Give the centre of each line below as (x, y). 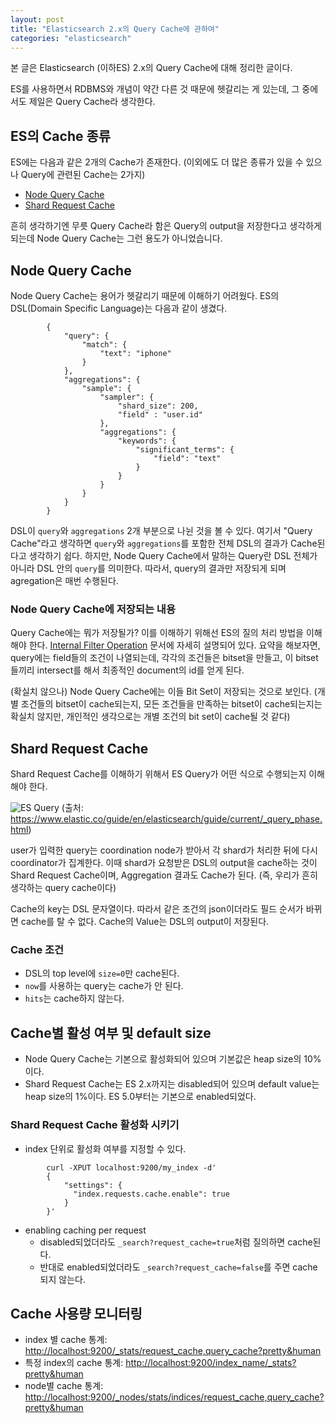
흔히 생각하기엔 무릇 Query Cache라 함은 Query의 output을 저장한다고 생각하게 (166, 226)
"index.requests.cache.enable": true (151, 1194)
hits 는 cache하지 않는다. (74, 998)
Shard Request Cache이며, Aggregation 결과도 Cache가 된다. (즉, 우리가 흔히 (164, 875)
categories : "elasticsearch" (71, 38)
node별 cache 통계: (64, 1386)
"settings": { (93, 1185)
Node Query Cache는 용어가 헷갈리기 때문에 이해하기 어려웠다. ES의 (145, 295)
